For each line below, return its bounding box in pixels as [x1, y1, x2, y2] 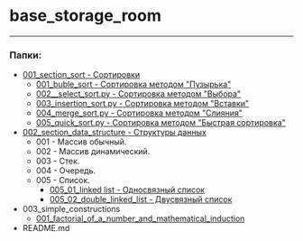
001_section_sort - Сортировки [22, 70, 141, 80]
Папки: [9, 49, 42, 61]
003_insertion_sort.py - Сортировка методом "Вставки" [35, 98, 250, 109]
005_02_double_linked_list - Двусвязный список [49, 194, 233, 205]
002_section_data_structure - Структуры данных [22, 127, 207, 138]
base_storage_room [9, 5, 162, 26]
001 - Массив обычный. [35, 136, 127, 147]
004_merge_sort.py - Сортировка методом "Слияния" [35, 107, 243, 118]
